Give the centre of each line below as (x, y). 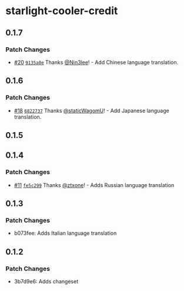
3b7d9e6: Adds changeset (46, 282)
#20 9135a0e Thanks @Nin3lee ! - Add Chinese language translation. (96, 62)
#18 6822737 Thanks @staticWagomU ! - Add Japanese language (92, 110)
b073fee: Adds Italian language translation (65, 233)
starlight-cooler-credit (62, 11)
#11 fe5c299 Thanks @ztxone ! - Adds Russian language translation (94, 185)
